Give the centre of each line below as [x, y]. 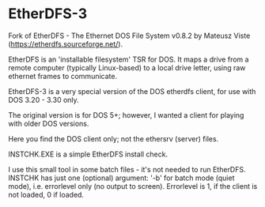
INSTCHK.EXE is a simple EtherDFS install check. [88, 154]
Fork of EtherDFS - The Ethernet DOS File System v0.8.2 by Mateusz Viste [129, 36]
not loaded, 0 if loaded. [46, 194]
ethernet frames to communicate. [62, 76]
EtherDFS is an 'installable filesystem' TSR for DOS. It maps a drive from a [129, 59]
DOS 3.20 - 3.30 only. [44, 100]
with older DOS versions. [49, 123]
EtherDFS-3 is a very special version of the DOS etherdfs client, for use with [132, 91]
